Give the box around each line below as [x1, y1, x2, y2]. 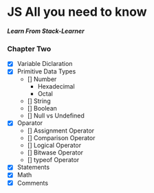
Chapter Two [7, 44, 52, 54]
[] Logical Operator [27, 141, 82, 150]
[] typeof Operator [27, 156, 80, 164]
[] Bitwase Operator [27, 148, 84, 157]
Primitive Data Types [16, 67, 76, 76]
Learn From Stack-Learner [7, 27, 85, 35]
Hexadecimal [37, 82, 75, 91]
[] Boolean [27, 104, 57, 113]
